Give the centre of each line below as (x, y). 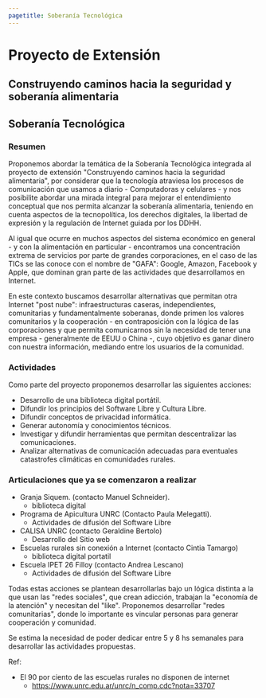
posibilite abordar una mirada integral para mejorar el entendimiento (120, 197)
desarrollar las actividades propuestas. (72, 646)
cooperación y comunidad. (53, 622)
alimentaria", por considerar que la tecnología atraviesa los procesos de (126, 181)
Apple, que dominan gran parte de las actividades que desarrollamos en (127, 272)
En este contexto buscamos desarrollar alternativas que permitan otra (123, 296)
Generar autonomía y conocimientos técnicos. (95, 426)
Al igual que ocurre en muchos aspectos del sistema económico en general (132, 238)
